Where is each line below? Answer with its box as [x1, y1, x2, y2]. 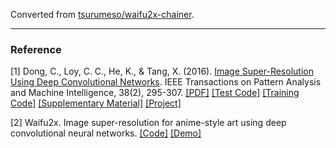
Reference [10, 42, 62, 56]
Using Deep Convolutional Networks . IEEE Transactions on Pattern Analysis [10, 76, 322, 88]
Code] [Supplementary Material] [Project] [10, 97, 182, 109]
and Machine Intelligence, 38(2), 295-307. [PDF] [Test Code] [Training [10, 87, 300, 99]
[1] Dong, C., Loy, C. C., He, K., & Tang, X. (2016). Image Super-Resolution [10, 65, 314, 78]
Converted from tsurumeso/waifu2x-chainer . [10, 9, 195, 20]
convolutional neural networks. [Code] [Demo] [10, 127, 202, 139]
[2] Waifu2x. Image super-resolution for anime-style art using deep [10, 117, 287, 129]
